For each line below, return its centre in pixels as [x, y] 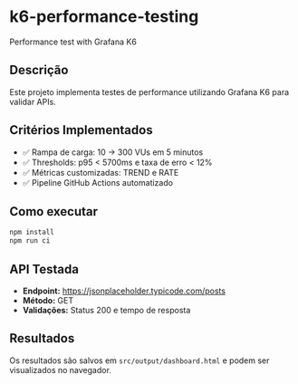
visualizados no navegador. [60, 370]
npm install [32, 233]
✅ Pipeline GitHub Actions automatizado [98, 182]
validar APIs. [33, 101]
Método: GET [48, 300]
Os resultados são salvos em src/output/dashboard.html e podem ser [139, 360]
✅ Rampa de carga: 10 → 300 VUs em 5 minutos [113, 152]
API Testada [44, 269]
